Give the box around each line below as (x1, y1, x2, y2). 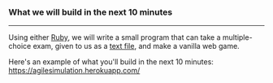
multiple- (222, 33, 253, 42)
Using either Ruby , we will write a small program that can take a (8, 33, 221, 42)
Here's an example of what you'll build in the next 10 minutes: (8, 57, 214, 67)
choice (8, 41, 32, 51)
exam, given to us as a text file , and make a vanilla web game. (32, 41, 240, 51)
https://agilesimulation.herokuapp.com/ (8, 66, 141, 76)
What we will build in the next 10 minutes (8, 7, 173, 18)
